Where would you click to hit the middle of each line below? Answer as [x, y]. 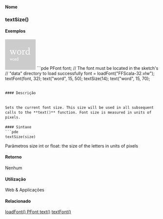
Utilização [15, 179]
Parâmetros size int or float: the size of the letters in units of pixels [71, 146]
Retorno [13, 157]
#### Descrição [20, 93]
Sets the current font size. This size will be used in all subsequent [79, 107]
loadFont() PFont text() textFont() [38, 212]
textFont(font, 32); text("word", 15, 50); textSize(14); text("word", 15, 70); [78, 79]
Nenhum [14, 168]
